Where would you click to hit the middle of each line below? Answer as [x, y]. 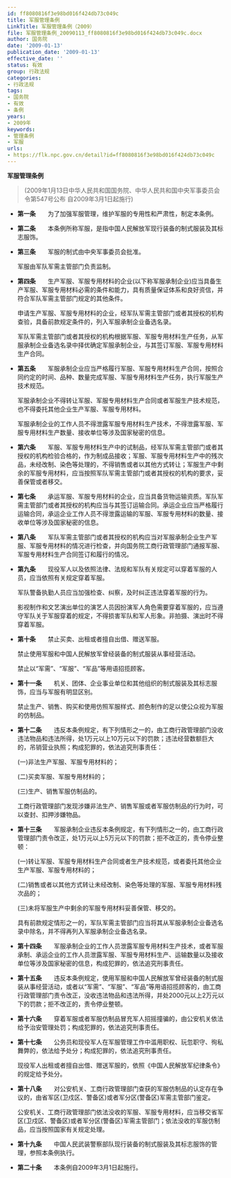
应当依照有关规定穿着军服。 [69, 578]
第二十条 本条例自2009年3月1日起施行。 [80, 1167]
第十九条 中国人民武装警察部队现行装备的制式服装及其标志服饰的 [114, 1144]
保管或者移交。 [45, 481]
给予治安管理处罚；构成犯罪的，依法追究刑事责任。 [90, 1027]
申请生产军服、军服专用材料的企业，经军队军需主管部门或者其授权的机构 [120, 313]
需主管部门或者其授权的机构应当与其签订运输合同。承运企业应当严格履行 [120, 505]
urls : [15, 149]
